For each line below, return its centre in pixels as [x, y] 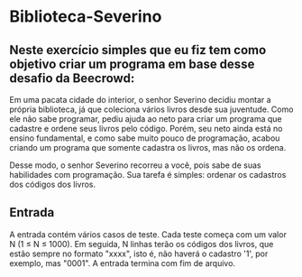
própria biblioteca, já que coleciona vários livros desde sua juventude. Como [151, 109]
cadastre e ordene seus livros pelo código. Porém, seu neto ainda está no [146, 129]
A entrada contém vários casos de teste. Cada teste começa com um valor [148, 234]
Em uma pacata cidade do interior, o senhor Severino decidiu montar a [141, 100]
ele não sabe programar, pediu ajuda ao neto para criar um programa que [146, 119]
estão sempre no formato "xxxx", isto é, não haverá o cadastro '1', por [139, 254]
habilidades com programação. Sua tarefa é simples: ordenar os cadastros [148, 175]
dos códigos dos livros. [53, 184]
